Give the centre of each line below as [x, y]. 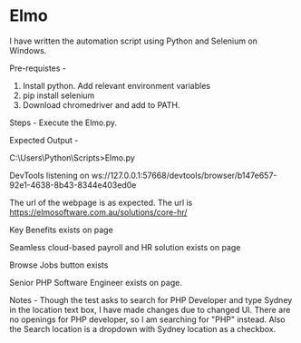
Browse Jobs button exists [59, 265]
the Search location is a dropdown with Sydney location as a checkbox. [143, 328]
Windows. [28, 50]
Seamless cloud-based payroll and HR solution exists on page [125, 247]
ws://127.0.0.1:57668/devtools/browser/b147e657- [184, 175]
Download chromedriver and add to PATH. [101, 104]
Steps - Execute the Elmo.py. [63, 122]
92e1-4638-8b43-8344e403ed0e [73, 185]
